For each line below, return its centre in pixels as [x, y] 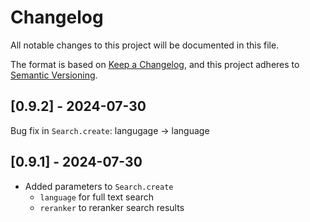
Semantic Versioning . [54, 75]
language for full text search [96, 197]
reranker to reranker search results [112, 207]
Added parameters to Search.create [99, 186]
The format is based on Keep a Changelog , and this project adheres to [155, 64]
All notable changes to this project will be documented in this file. [145, 45]
